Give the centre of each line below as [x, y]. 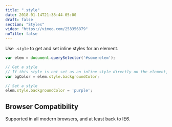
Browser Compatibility [42, 106]
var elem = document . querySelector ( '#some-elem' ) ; [60, 58]
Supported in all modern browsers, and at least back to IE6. [68, 119]
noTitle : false [21, 34]
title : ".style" [23, 10]
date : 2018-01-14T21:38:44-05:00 [41, 15]
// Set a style [21, 86]
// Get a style [21, 67]
